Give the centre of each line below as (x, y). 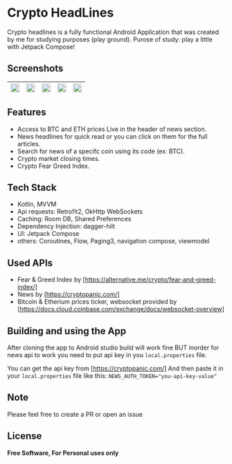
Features (27, 112)
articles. (29, 144)
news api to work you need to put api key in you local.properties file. (107, 355)
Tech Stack (32, 188)
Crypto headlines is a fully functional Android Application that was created (113, 32)
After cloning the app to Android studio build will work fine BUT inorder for (113, 347)
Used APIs (30, 263)
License (25, 436)
